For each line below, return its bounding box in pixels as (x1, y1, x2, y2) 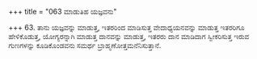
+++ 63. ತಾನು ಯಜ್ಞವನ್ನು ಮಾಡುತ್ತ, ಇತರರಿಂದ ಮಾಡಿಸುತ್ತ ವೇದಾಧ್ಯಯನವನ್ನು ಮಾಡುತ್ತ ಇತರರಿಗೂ (8, 23, 245, 32)
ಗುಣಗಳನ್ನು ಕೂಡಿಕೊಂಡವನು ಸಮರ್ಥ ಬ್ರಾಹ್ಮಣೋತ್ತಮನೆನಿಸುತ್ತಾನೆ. (8, 41, 162, 50)
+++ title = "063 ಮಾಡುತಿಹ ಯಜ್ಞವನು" (8, 7, 117, 16)
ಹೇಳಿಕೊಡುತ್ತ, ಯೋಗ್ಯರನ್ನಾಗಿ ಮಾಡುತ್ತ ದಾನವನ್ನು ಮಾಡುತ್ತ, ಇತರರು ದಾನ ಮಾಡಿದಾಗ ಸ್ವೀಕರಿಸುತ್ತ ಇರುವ (8, 32, 250, 41)
